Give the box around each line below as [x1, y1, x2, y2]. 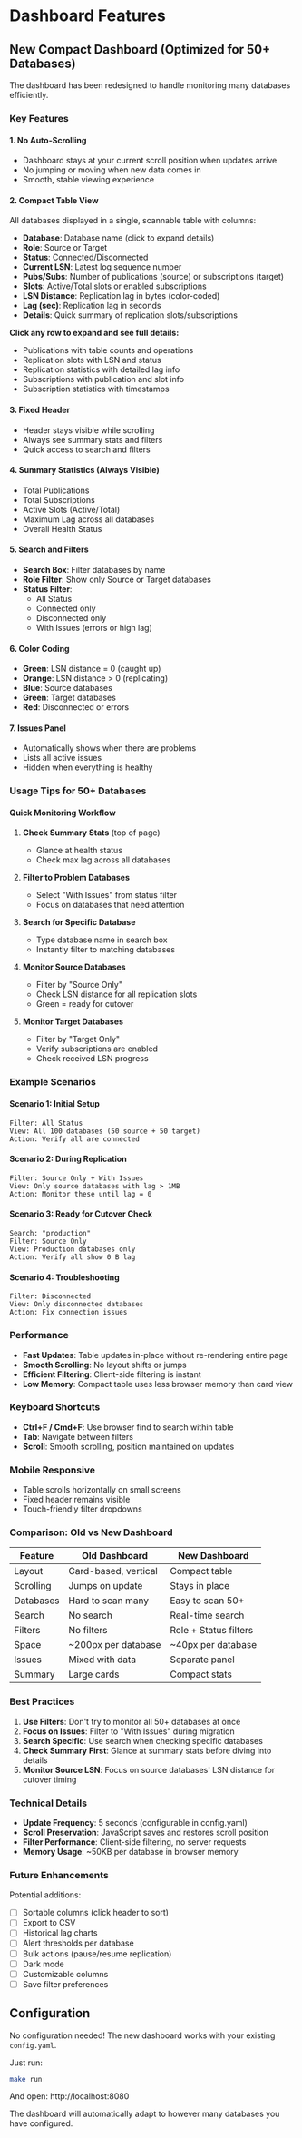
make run [9, 2074, 43, 2084]
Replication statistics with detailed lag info [22, 364, 180, 375]
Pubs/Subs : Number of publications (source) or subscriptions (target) [22, 271, 284, 282]
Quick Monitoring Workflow [9, 807, 116, 818]
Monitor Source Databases [22, 961, 126, 972]
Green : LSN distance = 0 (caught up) [22, 664, 161, 675]
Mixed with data [67, 1653, 137, 1666]
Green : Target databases [22, 692, 116, 704]
